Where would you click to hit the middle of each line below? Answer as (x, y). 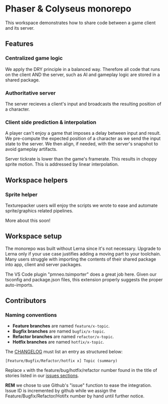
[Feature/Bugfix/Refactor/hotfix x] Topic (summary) (61, 361)
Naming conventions (31, 315)
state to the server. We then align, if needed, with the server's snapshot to (82, 144)
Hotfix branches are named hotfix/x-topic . (58, 342)
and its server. (20, 28)
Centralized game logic (34, 58)
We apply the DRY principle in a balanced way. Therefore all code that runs (83, 69)
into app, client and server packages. (44, 264)
